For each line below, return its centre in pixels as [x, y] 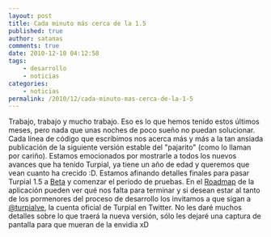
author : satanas [36, 38]
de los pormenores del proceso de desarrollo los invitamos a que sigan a [129, 199]
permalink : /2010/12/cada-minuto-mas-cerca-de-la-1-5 [101, 99]
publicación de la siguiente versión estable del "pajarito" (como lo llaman [130, 147]
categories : [28, 83]
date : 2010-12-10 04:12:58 [54, 53]
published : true [36, 31]
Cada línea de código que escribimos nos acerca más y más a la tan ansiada [136, 139]
